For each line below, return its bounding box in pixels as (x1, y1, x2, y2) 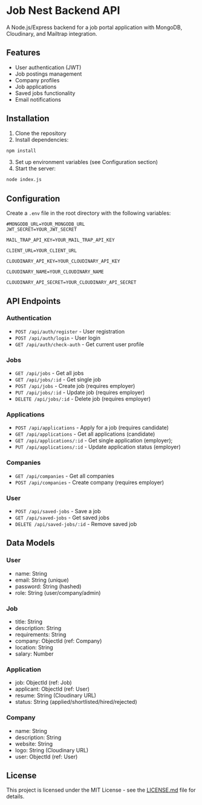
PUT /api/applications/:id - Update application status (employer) (15, 443, 181, 451)
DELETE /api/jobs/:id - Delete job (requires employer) (15, 395, 151, 402)
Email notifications (15, 96, 62, 103)
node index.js (6, 177, 42, 183)
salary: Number (15, 650, 54, 657)
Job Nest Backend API (6, 4, 120, 18)
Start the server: (15, 165, 56, 172)
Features (6, 48, 41, 58)
